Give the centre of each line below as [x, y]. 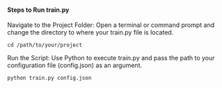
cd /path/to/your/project [45, 45]
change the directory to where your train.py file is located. [90, 33]
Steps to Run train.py [38, 10]
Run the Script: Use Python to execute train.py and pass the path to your [111, 58]
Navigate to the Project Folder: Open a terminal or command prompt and [111, 25]
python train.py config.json [49, 78]
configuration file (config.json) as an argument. [75, 65]
